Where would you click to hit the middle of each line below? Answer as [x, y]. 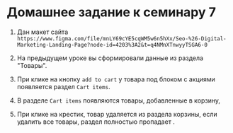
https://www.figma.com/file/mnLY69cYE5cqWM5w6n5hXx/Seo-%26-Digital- [122, 39]
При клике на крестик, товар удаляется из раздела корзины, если [117, 114]
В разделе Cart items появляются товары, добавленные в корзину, [119, 100]
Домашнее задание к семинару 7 [112, 12]
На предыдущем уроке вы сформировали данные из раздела [110, 58]
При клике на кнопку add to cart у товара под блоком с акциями [116, 79]
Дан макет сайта [42, 32]
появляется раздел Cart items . [63, 86]
